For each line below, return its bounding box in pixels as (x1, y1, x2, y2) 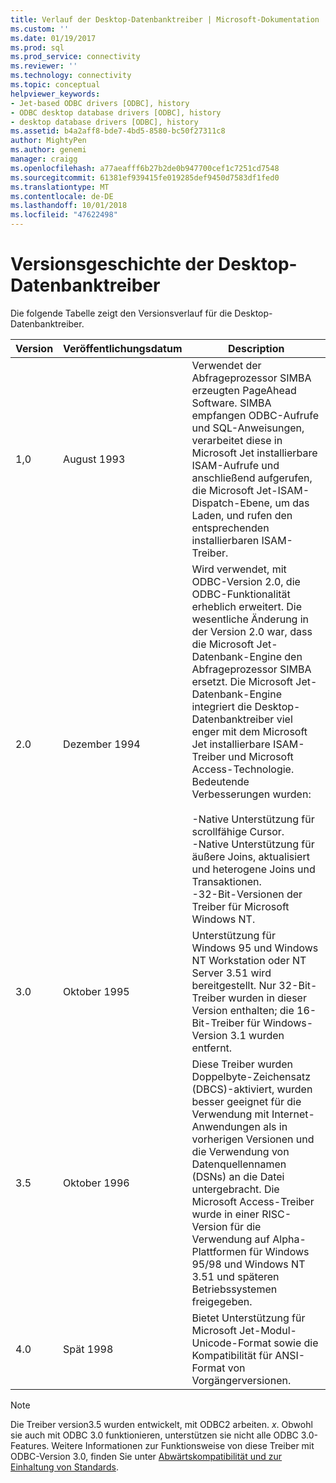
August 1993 (63, 452, 126, 466)
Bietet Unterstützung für (191, 1311, 306, 1325)
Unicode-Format (191, 1336, 272, 1350)
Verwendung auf (191, 1232, 270, 1246)
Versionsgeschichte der (10, 253, 215, 276)
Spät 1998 (63, 1342, 114, 1356)
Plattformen (191, 1244, 247, 1258)
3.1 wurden (229, 1028, 285, 1042)
